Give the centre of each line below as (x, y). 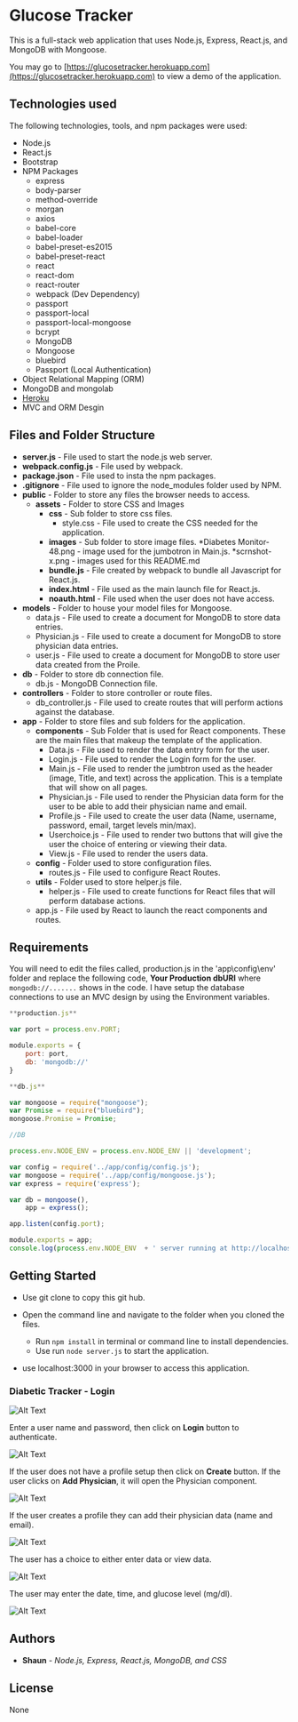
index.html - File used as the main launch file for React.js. (154, 589)
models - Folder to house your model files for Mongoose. (127, 608)
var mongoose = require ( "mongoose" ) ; (79, 1102)
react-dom (55, 275)
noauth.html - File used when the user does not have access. (161, 598)
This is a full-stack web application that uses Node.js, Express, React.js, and (149, 40)
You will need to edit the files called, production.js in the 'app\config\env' (143, 969)
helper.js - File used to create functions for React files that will (162, 891)
